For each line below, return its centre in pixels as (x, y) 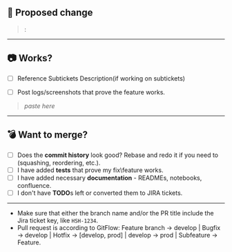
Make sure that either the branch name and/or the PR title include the (115, 213)
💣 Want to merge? (48, 135)
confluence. (34, 185)
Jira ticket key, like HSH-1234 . (58, 220)
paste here (39, 106)
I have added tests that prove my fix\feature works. (90, 170)
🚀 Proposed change (50, 13)
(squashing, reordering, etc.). (59, 162)
